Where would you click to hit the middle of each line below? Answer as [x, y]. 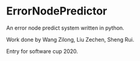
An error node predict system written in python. [65, 28]
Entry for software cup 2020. [42, 51]
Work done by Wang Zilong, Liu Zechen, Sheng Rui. [70, 39]
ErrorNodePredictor [57, 11]
